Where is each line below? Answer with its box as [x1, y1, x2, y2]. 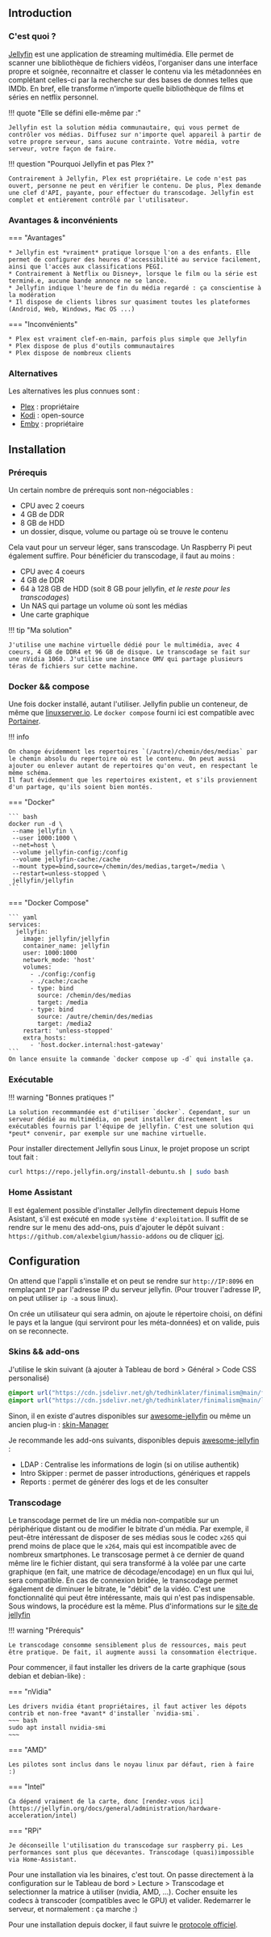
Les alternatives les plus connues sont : [8, 386, 140, 396]
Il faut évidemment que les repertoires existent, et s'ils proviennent [8, 776, 258, 784]
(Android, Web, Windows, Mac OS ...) [8, 305, 135, 313]
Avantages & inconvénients [8, 214, 119, 226]
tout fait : [8, 1152, 39, 1162]
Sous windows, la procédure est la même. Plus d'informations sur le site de [8, 1601, 258, 1611]
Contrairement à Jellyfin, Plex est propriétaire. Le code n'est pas [8, 174, 248, 183]
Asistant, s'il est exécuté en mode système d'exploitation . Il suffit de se [8, 1214, 248, 1223]
